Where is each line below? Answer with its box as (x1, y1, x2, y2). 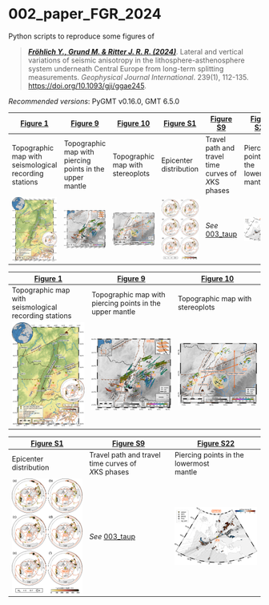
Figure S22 (197, 438, 235, 448)
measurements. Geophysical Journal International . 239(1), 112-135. (27, 72, 250, 82)
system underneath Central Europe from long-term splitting (27, 63, 224, 73)
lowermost (175, 458, 210, 468)
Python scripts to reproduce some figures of (8, 31, 155, 41)
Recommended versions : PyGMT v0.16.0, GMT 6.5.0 (8, 96, 180, 106)
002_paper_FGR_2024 (8, 5, 162, 23)
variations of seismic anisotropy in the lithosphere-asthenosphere (27, 55, 246, 65)
